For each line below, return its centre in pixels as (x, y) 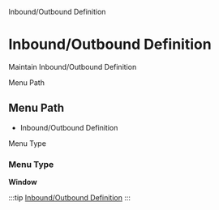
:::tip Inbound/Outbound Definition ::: (70, 198)
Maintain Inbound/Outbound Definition (73, 66)
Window (23, 182)
